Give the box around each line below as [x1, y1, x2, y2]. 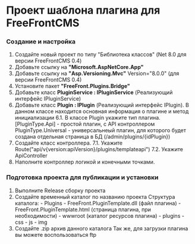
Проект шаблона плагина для [6, 4, 161, 17]
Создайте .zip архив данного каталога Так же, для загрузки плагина [14, 224, 188, 232]
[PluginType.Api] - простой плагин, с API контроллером [14, 120, 155, 128]
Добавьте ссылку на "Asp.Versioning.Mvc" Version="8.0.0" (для [14, 70, 180, 77]
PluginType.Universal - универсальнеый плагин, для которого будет [14, 127, 186, 134]
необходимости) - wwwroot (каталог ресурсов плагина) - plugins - [14, 212, 184, 219]
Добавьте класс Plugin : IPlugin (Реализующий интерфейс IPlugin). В [14, 102, 189, 109]
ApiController [14, 152, 48, 159]
